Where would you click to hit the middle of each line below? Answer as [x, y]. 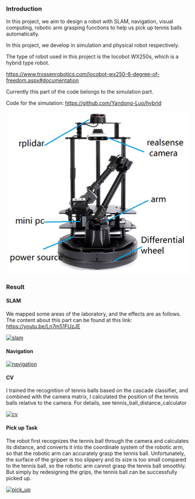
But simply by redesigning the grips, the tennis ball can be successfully [92, 472]
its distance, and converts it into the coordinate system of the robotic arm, [95, 447]
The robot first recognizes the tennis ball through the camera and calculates [97, 440]
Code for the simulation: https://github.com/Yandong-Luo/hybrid [84, 103]
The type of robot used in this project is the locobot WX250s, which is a [93, 57]
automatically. [23, 34]
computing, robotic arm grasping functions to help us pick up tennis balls [94, 28]
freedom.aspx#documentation [42, 80]
